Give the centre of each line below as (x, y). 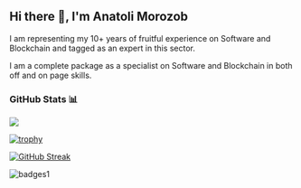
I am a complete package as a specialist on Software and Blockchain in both (151, 65)
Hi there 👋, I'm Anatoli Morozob (99, 17)
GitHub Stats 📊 (44, 99)
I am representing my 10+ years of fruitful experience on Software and (140, 38)
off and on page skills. (51, 75)
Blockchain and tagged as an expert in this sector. (103, 48)
